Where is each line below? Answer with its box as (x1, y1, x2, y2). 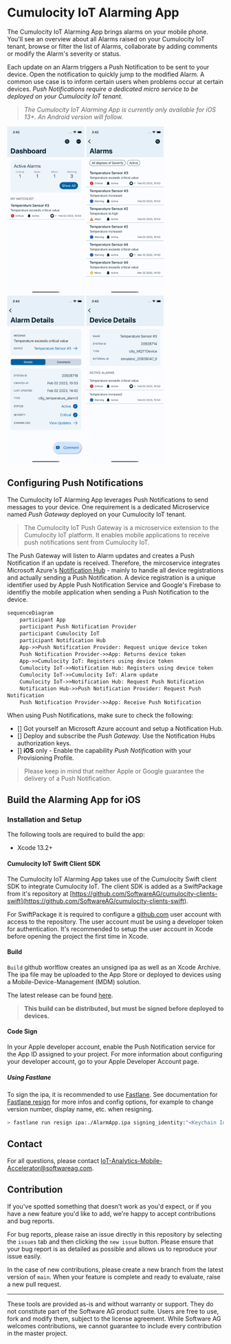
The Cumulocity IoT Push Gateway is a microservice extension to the (23, 523, 219, 531)
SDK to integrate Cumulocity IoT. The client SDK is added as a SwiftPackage (7, 882, 223, 890)
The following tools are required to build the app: (7, 831, 146, 839)
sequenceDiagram (7, 609, 54, 617)
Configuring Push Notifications (7, 477, 144, 489)
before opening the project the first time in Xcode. (7, 932, 149, 940)
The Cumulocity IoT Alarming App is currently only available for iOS (23, 105, 217, 114)
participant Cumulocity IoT (19, 630, 100, 637)
